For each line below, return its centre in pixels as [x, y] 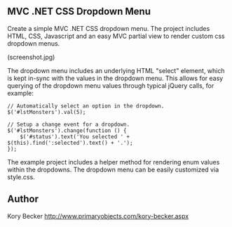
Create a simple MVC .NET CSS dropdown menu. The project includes [109, 28]
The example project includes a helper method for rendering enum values [114, 162]
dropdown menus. [34, 43]
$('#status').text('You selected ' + [75, 136]
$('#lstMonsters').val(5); [47, 112]
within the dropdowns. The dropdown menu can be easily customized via [113, 169]
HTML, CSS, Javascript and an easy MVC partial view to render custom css [116, 36]
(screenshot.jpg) [31, 57]
